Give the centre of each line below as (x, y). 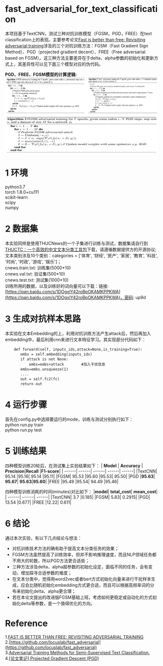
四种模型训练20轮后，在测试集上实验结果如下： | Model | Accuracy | (74, 466)
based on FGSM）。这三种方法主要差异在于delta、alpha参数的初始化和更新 (80, 58)
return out (31, 384)
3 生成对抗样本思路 (43, 319)
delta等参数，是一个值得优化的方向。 (58, 603)
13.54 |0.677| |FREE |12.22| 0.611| (38, 502)
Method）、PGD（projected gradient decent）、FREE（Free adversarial (75, 52)
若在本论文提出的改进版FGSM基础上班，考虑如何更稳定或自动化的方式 (82, 597)
